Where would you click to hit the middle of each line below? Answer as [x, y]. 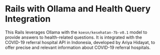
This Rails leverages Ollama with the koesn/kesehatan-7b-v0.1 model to [76, 32]
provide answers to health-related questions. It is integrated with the [74, 37]
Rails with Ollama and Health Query [78, 9]
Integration [28, 19]
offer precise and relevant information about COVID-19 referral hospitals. [78, 47]
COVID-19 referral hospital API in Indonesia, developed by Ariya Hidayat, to [80, 42]
